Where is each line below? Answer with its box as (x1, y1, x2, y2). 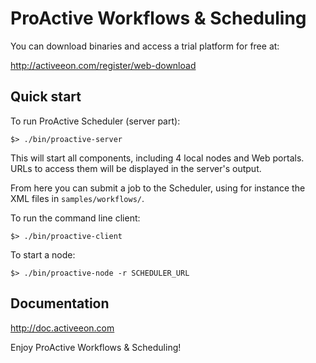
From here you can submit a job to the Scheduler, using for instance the (10, 182, 306, 194)
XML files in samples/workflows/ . (10, 192, 145, 204)
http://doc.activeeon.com (10, 322, 115, 334)
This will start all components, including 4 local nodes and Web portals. (10, 152, 305, 164)
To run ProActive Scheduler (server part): (10, 115, 181, 127)
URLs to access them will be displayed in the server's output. (10, 162, 262, 174)
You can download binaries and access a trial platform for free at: (10, 40, 280, 52)
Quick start (10, 88, 82, 106)
